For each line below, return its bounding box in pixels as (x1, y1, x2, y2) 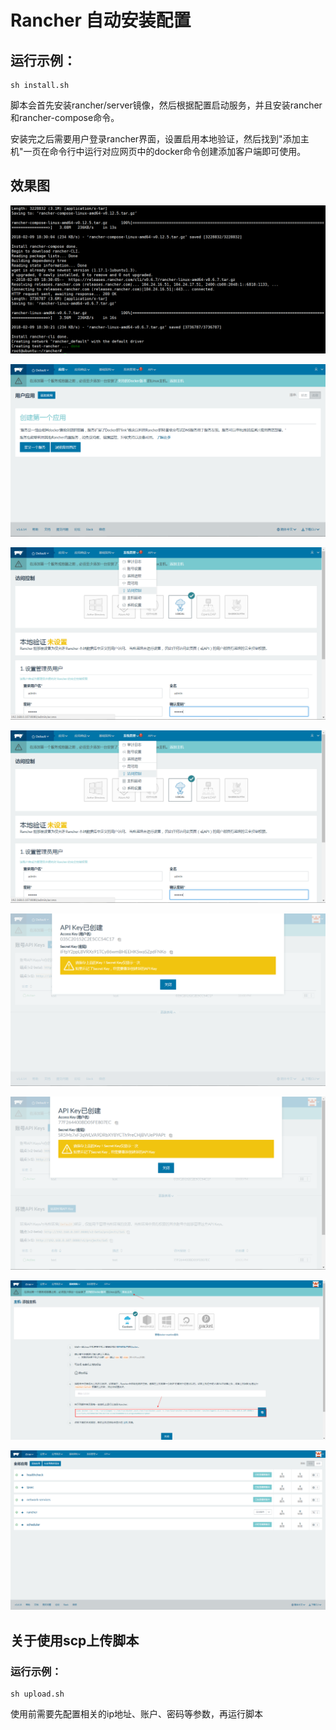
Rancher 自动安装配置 (10, 9, 192, 32)
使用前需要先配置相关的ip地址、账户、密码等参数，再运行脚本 (10, 1708, 263, 1720)
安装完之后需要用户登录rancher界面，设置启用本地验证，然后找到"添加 (10, 133, 301, 145)
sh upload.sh (10, 1689, 65, 1700)
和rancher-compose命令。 (10, 112, 120, 123)
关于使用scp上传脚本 (10, 1632, 140, 1649)
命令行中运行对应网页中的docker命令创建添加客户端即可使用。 (49, 146, 307, 157)
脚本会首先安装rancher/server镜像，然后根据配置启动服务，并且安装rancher (10, 99, 323, 111)
